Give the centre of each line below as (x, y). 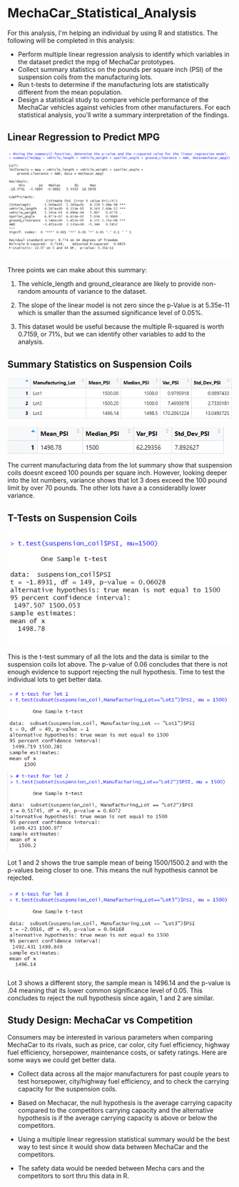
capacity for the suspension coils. (67, 1089)
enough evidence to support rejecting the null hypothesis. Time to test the (116, 672)
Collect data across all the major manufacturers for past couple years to (123, 1074)
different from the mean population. (70, 92)
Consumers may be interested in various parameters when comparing (110, 1037)
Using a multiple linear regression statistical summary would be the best (123, 1139)
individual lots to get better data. (55, 679)
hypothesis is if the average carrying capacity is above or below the (117, 1118)
